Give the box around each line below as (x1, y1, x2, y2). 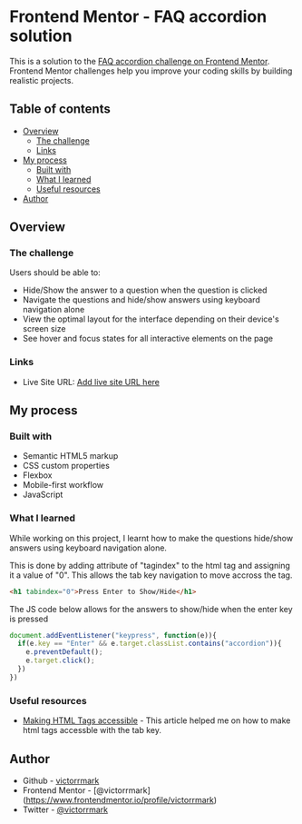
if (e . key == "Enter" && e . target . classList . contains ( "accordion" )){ (17, 639, 282, 649)
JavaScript (22, 489, 63, 501)
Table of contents (9, 102, 111, 117)
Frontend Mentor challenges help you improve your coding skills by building (9, 65, 293, 76)
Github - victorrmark (22, 775, 100, 786)
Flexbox (22, 470, 53, 481)
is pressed (9, 613, 49, 624)
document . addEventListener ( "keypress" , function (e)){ (9, 630, 218, 640)
